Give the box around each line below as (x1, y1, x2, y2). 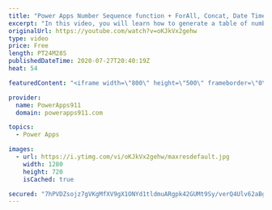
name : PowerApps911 (15, 101, 82, 109)
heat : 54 (8, 65, 38, 73)
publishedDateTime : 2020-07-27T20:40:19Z (8, 57, 151, 65)
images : (8, 145, 35, 153)
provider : (8, 94, 42, 102)
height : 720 (23, 167, 63, 176)
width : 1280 (23, 160, 63, 168)
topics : (8, 123, 35, 132)
